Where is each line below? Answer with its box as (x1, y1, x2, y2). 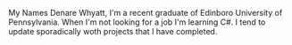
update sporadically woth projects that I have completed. (8, 26, 218, 36)
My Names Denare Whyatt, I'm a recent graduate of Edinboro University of (8, 8, 283, 18)
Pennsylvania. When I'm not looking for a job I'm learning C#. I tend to (8, 17, 266, 27)
